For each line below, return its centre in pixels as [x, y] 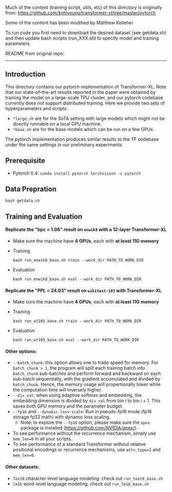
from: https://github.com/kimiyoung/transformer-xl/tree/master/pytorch [81, 13]
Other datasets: [23, 467]
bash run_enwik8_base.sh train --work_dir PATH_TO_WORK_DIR [78, 261]
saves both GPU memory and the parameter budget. [68, 406]
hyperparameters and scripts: [37, 108]
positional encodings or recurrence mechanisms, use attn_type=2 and [87, 450]
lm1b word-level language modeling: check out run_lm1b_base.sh [81, 484]
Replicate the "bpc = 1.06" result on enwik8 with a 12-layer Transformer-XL [86, 229]
